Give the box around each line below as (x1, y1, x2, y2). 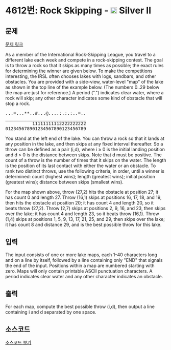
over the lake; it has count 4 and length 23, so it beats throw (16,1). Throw (5, 211, 159, 217)
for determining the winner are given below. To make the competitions (5, 68, 153, 74)
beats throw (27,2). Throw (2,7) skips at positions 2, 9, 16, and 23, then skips (5, 205, 166, 211)
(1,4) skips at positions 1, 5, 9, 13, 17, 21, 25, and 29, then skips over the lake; (5, 216, 165, 222)
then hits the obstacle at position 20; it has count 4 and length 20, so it (5, 200, 154, 205)
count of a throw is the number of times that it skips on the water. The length (5, 157, 166, 163)
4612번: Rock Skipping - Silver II (5, 5, 152, 16)
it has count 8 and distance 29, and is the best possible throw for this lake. (5, 221, 162, 228)
